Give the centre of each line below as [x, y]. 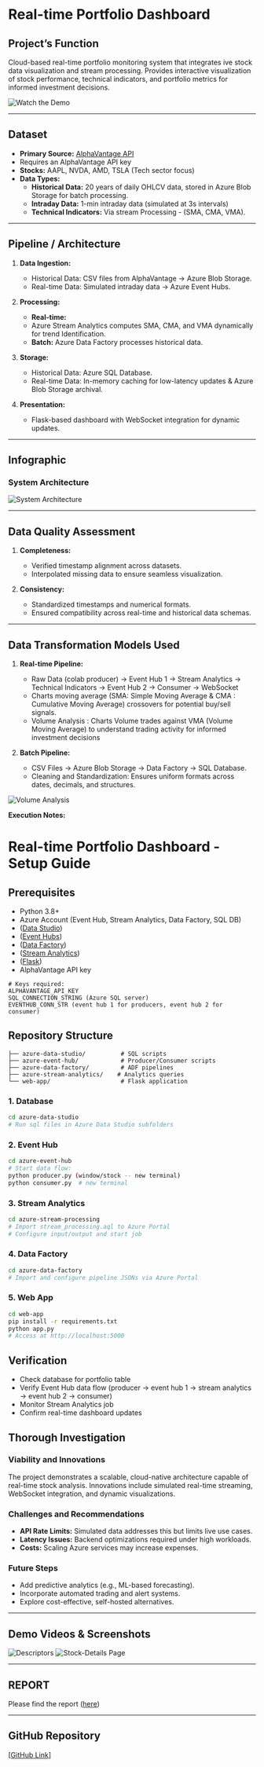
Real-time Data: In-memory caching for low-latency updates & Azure [142, 381]
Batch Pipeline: [45, 753]
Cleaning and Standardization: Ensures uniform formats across [133, 776]
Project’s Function [54, 44]
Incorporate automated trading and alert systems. [100, 1593]
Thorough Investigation [67, 1437]
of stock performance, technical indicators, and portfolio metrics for [118, 79]
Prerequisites [42, 892]
